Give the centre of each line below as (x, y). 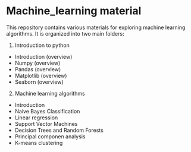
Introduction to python (42, 45)
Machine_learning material (74, 11)
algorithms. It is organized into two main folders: (65, 33)
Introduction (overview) (43, 56)
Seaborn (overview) (39, 82)
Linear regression (36, 118)
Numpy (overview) (37, 63)
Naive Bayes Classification (47, 111)
